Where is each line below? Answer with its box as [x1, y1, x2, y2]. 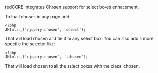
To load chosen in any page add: [5, 14, 70, 19]
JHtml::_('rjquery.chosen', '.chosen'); [5, 55, 88, 59]
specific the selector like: [5, 41, 55, 47]
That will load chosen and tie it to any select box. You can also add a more [5, 36, 154, 41]
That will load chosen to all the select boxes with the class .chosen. [5, 63, 140, 69]
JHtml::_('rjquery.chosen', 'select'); [5, 27, 86, 32]
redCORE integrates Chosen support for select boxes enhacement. [5, 4, 139, 10]
